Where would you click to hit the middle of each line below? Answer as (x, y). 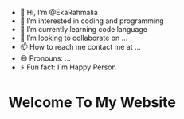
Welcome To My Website (92, 103)
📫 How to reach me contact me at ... (80, 47)
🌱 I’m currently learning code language (83, 29)
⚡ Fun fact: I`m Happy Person (68, 67)
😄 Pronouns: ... (45, 58)
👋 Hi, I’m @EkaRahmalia (59, 12)
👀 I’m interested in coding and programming (92, 21)
